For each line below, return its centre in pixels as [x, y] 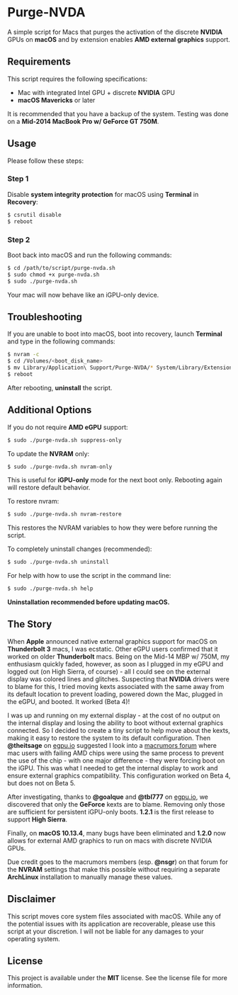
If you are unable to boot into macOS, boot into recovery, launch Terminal [115, 334]
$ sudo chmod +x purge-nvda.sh [53, 274]
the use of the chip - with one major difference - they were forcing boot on [116, 760]
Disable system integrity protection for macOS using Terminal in [103, 194]
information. [25, 986]
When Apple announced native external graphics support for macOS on [112, 641]
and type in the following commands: [61, 341]
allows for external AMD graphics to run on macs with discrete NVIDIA [110, 841]
